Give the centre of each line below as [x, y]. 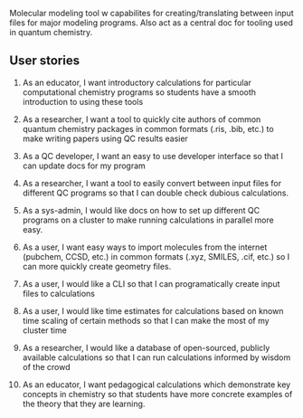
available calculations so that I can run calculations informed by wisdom [156, 357]
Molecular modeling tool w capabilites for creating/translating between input [151, 13]
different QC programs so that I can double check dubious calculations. [156, 193]
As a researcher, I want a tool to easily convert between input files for [152, 183]
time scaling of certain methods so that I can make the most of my [146, 320]
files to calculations [58, 293]
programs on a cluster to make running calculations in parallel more [148, 220]
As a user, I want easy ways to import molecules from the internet [145, 247]
